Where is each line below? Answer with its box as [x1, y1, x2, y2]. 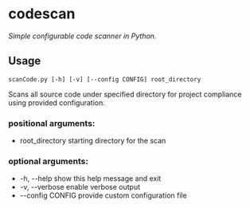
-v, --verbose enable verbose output [19, 182, 141, 192]
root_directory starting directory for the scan [19, 136, 166, 146]
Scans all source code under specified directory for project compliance [8, 89, 242, 99]
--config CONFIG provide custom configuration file [19, 190, 187, 200]
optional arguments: [8, 155, 89, 167]
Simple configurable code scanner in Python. [8, 31, 157, 41]
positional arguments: [8, 117, 96, 128]
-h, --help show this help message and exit [19, 174, 162, 183]
